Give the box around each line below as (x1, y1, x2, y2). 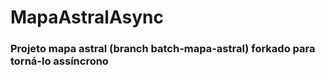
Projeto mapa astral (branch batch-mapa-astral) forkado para (10, 42, 316, 56)
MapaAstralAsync (10, 6, 164, 29)
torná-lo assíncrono (10, 54, 109, 68)
